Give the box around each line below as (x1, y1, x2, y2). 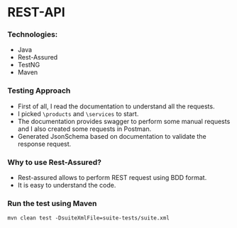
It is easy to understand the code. (17, 181, 116, 190)
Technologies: (7, 30, 58, 40)
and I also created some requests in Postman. (17, 125, 152, 133)
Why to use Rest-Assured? (7, 157, 101, 167)
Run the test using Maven (7, 199, 97, 208)
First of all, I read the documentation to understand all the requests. (17, 102, 215, 110)
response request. (17, 139, 72, 148)
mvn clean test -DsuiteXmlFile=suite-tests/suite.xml (7, 215, 170, 222)
